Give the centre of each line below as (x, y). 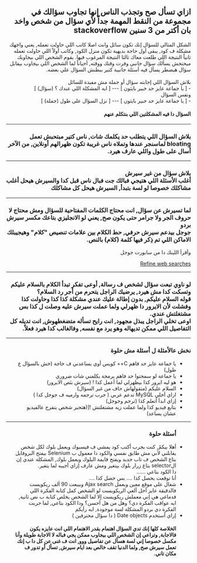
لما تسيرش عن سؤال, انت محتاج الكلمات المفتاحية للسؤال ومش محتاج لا (100, 210)
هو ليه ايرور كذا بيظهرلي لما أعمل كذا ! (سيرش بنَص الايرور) (111, 382)
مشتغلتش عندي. (170, 313)
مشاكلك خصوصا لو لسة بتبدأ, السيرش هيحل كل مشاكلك (121, 188)
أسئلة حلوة (163, 434)
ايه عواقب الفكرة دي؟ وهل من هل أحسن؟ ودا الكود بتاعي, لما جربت (102, 503)
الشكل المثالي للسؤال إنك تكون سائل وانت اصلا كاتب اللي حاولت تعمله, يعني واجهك (100, 44)
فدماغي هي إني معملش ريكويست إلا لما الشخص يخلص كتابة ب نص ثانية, (97, 496)
